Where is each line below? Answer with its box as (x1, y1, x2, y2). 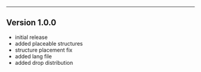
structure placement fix (14, 46, 73, 53)
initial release (14, 34, 48, 41)
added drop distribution (14, 59, 74, 66)
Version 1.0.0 (6, 17, 57, 28)
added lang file (14, 52, 52, 60)
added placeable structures (14, 40, 83, 47)
